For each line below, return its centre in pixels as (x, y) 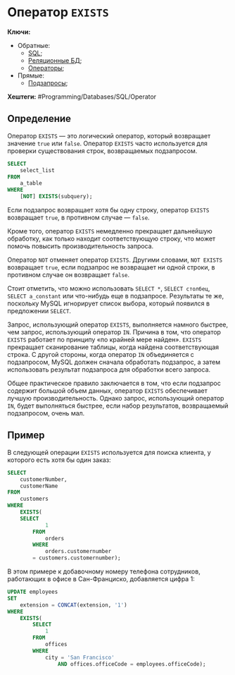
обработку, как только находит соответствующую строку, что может (112, 238)
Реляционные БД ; (55, 60)
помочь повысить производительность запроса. (81, 246)
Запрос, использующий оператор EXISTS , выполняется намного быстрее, (118, 324)
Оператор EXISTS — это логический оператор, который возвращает (109, 135)
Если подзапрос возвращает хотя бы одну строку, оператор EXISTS (108, 210)
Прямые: (31, 75)
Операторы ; (46, 68)
